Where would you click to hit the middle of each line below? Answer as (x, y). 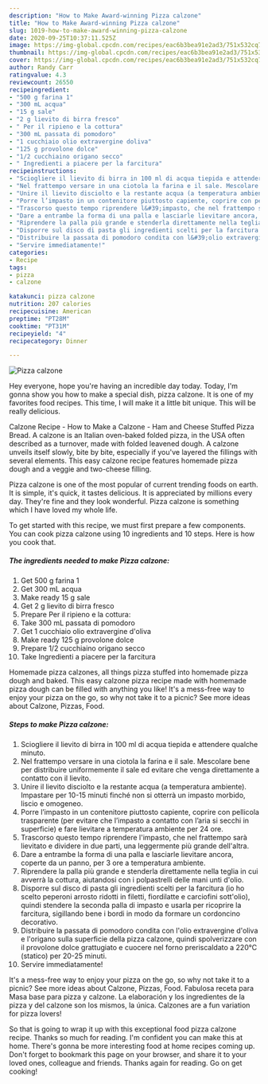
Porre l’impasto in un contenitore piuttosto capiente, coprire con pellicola (140, 812)
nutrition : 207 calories (50, 304)
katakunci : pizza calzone (52, 297)
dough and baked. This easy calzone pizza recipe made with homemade (128, 681)
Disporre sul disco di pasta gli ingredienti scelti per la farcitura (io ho (132, 888)
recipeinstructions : (43, 171)
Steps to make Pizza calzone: (59, 724)
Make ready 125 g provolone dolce (77, 640)
